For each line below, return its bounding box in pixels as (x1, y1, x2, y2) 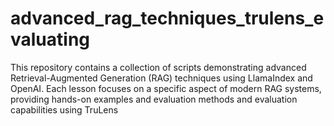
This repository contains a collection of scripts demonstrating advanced (10, 61, 307, 73)
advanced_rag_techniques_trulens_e (10, 7, 325, 30)
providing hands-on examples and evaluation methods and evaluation (10, 93, 298, 105)
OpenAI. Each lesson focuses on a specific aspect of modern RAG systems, (10, 82, 322, 94)
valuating (10, 28, 91, 51)
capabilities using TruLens (10, 103, 119, 116)
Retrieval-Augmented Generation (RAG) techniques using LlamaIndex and (10, 72, 313, 84)
